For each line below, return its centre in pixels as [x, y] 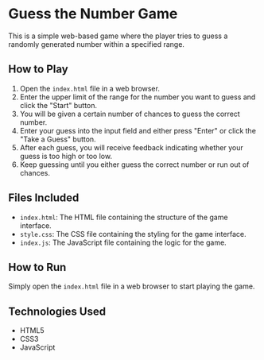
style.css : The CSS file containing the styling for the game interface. [133, 234]
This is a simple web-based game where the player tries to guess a [118, 36]
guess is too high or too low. [66, 156]
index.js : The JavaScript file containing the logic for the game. [123, 242]
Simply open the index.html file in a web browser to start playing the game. [132, 286]
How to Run [37, 267]
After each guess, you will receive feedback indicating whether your [132, 147]
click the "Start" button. [58, 105]
